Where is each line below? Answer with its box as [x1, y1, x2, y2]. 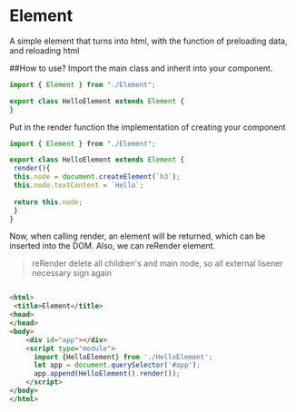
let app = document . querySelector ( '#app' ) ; [33, 360, 202, 370]
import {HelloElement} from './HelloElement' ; [33, 352, 213, 361]
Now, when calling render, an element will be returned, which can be [9, 231, 266, 241]
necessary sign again [31, 268, 112, 279]
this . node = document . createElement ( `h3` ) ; [13, 172, 181, 181]
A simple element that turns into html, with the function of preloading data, [9, 35, 288, 46]
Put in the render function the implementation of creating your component [9, 122, 286, 132]
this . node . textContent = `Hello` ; [13, 181, 144, 191]
